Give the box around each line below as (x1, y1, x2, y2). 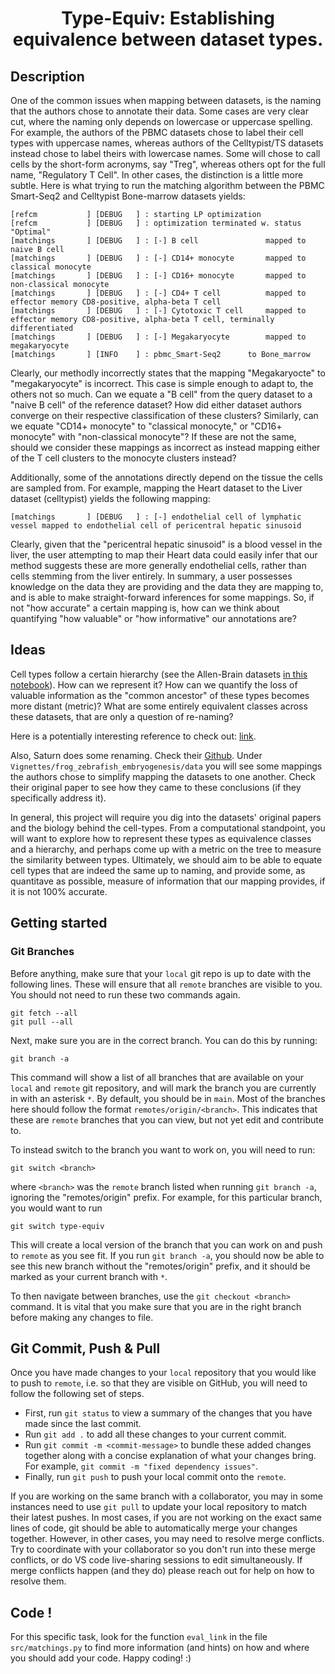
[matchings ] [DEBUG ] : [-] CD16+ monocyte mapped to (10, 271, 307, 281)
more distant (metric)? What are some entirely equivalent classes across (10, 700, 308, 712)
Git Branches (10, 945, 75, 959)
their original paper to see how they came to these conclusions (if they (10, 781, 302, 793)
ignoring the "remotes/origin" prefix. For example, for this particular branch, (10, 1191, 323, 1203)
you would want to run (10, 1202, 103, 1214)
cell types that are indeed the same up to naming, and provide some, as (10, 864, 306, 876)
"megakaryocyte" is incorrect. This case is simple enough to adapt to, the (10, 378, 314, 389)
